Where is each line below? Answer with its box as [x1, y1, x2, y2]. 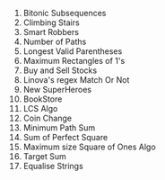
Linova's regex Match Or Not [22, 75, 130, 85]
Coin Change [22, 112, 73, 123]
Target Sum [22, 151, 66, 161]
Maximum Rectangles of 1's [22, 56, 126, 66]
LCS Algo [22, 103, 58, 113]
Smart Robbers [22, 27, 80, 37]
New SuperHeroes [22, 85, 92, 94]
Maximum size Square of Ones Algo [22, 141, 156, 152]
